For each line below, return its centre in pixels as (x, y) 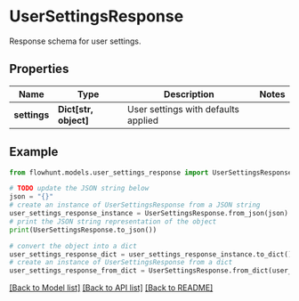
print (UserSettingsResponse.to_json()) (83, 230)
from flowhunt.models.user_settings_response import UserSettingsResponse (151, 172)
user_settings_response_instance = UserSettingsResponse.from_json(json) (149, 214)
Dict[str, (75, 109)
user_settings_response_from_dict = (77, 271)
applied (143, 120)
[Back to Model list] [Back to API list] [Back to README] (111, 288)
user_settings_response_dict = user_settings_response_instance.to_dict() (151, 254)
